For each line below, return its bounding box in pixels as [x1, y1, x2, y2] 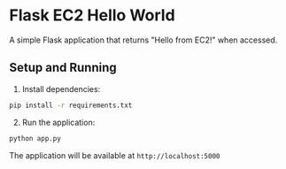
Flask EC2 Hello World [9, 5, 175, 26]
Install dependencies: [21, 83, 101, 94]
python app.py [9, 134, 62, 142]
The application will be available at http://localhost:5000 [9, 150, 220, 160]
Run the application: [21, 117, 96, 127]
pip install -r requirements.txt [9, 101, 133, 110]
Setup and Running [9, 60, 117, 75]
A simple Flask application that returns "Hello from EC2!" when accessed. [9, 35, 278, 45]
